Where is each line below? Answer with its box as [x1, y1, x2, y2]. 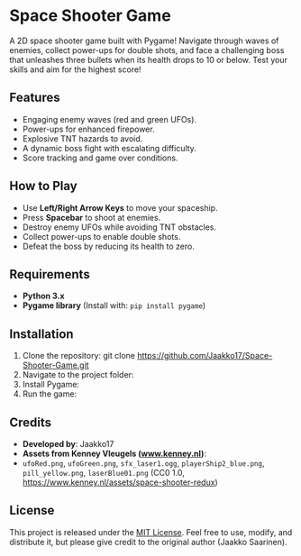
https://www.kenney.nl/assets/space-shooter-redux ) [22, 477, 218, 488]
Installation [9, 326, 74, 342]
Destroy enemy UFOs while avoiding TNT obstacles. [22, 222, 216, 232]
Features [9, 90, 60, 105]
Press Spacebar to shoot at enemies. [22, 212, 161, 223]
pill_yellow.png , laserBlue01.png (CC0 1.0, [22, 468, 185, 478]
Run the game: [22, 388, 78, 399]
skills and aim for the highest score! [9, 64, 141, 75]
